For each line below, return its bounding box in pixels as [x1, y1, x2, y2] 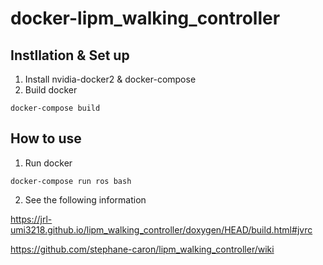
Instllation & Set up [10, 47, 130, 64]
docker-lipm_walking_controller [10, 7, 281, 30]
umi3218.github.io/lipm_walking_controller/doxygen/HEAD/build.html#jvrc [10, 223, 313, 236]
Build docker [24, 84, 78, 96]
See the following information [24, 193, 147, 206]
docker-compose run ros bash [10, 176, 132, 186]
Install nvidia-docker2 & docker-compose [24, 73, 197, 85]
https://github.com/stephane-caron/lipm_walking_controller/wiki [10, 243, 275, 255]
